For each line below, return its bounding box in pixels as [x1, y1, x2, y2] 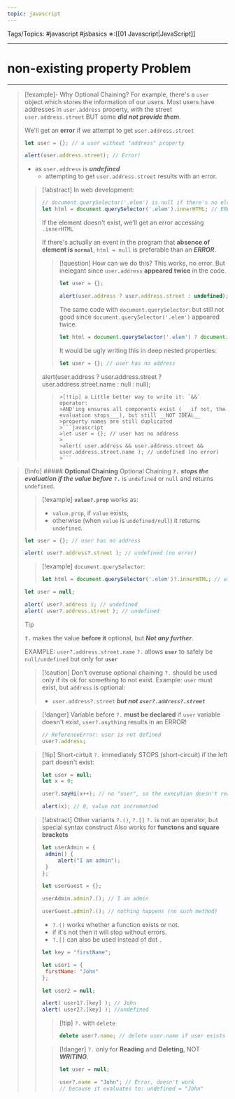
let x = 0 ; [41, 777, 74, 785]
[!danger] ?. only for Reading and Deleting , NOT [59, 1045, 201, 1054]
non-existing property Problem [7, 60, 192, 76]
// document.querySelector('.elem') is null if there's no [41, 199, 218, 206]
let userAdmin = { [41, 844, 96, 852]
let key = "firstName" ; [41, 949, 112, 956]
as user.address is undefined [34, 165, 120, 173]
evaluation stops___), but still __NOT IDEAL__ [59, 412, 201, 419]
